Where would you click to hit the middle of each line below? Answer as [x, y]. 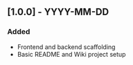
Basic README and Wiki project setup [71, 54]
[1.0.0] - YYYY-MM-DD [58, 12]
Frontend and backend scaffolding [66, 47]
